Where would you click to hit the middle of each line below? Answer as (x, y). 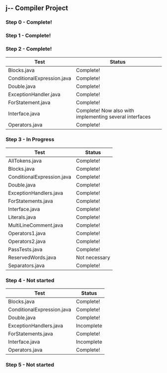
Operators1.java (27, 233)
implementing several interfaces (113, 117)
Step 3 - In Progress (30, 139)
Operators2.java (27, 241)
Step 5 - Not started (30, 365)
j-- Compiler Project (37, 8)
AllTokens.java (25, 161)
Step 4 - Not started (30, 280)
